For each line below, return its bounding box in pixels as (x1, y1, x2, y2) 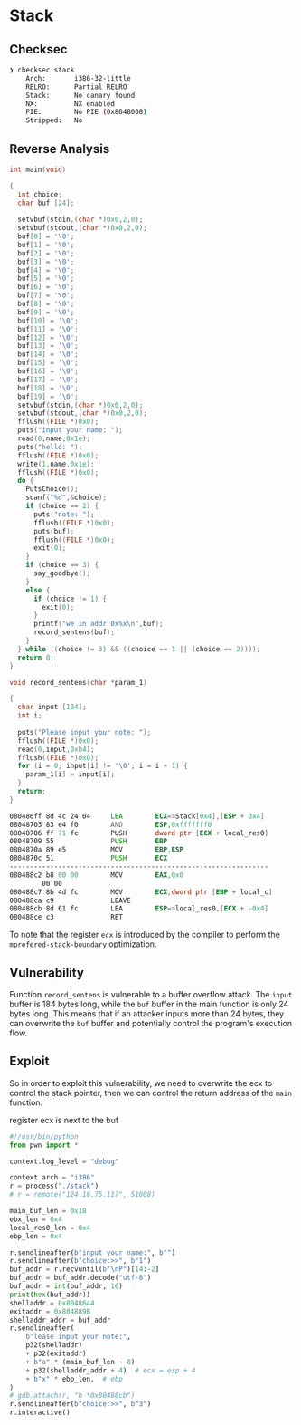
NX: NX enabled (25, 99, 116, 109)
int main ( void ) (9, 165, 67, 174)
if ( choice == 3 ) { (25, 561, 99, 570)
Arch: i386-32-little (25, 73, 131, 82)
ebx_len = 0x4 (9, 1215, 63, 1224)
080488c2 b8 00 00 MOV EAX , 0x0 (9, 871, 183, 880)
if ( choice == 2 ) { (25, 502, 99, 511)
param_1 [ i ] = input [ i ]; (25, 770, 116, 779)
